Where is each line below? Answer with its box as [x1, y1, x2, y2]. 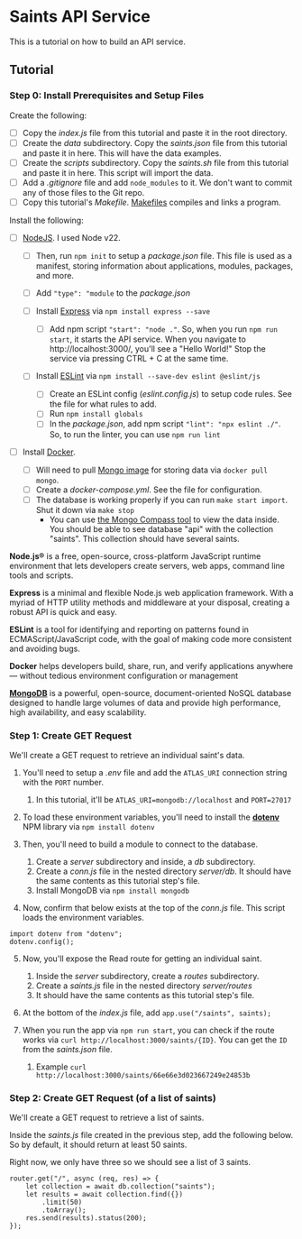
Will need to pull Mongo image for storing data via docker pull [35, 464, 269, 475]
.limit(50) [41, 1198, 83, 1207]
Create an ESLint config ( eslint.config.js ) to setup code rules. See [49, 389, 293, 399]
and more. [35, 271, 75, 281]
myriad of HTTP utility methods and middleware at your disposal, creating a [9, 597, 290, 608]
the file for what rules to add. [49, 399, 158, 409]
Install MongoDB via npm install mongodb [35, 886, 189, 896]
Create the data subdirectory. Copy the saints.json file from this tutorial [22, 137, 288, 148]
